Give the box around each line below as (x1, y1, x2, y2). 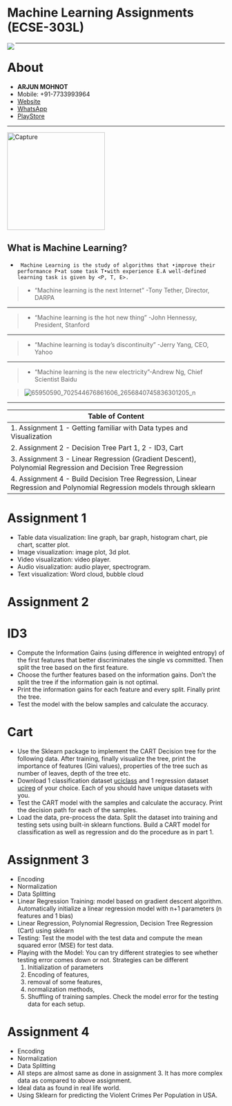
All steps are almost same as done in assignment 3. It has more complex (17, 1069, 223, 1077)
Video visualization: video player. (17, 555, 111, 563)
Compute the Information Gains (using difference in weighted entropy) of (17, 648, 225, 657)
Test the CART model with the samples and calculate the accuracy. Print (17, 798, 223, 807)
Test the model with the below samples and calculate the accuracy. (17, 700, 209, 708)
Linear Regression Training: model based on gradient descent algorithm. (17, 897, 223, 905)
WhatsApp (17, 104, 48, 113)
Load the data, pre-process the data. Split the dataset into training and (17, 813, 217, 821)
